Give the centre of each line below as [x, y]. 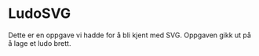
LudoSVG [40, 14]
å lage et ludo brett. [40, 43]
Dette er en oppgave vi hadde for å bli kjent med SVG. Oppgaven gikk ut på [129, 35]
